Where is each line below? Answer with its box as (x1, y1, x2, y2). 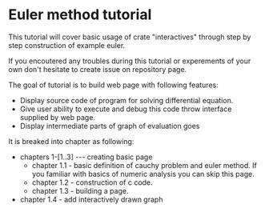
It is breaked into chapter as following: (8, 136, 135, 146)
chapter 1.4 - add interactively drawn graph (19, 194, 163, 204)
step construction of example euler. (8, 40, 126, 50)
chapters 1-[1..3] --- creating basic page (19, 152, 153, 162)
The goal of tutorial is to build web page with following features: (8, 80, 219, 90)
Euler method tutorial (8, 6, 152, 24)
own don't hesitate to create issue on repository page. (8, 64, 187, 74)
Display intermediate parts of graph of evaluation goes (19, 121, 200, 130)
